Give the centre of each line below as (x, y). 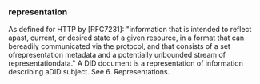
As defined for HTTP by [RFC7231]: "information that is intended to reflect (130, 30)
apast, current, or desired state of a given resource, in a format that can (126, 38)
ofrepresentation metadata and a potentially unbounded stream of (117, 55)
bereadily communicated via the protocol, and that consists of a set (119, 46)
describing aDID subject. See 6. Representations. (89, 72)
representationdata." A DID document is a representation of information (126, 63)
